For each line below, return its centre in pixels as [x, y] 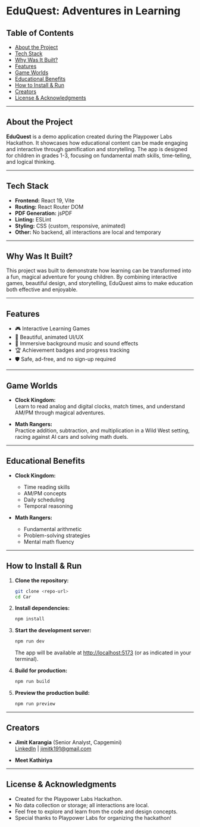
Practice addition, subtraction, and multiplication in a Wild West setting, [102, 430]
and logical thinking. [31, 161]
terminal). [26, 659]
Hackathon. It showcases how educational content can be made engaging [97, 143]
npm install [29, 619]
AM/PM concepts [45, 493]
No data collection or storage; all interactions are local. [82, 805]
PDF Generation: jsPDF [43, 213]
